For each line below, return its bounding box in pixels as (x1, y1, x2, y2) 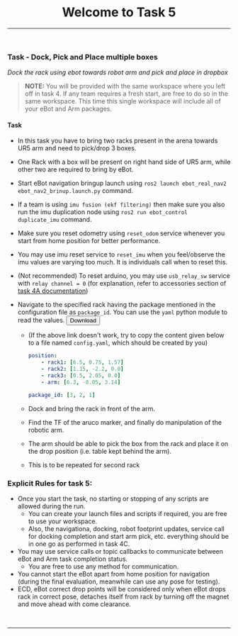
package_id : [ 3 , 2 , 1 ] (28, 391, 96, 398)
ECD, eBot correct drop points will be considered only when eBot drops (17, 584, 227, 593)
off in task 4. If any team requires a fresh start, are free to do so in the (24, 89, 229, 98)
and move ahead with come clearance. (17, 600, 131, 608)
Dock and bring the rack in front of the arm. (28, 404, 156, 413)
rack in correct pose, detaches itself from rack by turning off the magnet (17, 592, 229, 601)
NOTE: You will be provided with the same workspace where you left (24, 82, 225, 91)
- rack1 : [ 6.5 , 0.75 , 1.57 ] (41, 359, 124, 366)
